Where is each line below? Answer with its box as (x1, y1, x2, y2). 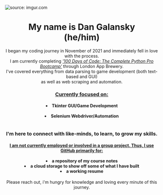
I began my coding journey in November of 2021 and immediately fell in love (5, 48, 158, 53)
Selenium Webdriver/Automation (51, 113, 119, 119)
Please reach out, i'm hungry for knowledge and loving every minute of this (6, 179, 157, 185)
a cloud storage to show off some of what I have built (30, 163, 140, 169)
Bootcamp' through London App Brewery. (40, 63, 124, 69)
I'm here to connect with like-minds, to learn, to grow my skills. (6, 130, 158, 137)
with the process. (64, 53, 99, 59)
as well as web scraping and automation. (40, 79, 123, 84)
